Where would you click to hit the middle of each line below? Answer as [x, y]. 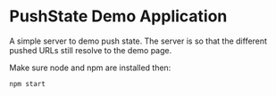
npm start [28, 84]
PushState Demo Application [118, 16]
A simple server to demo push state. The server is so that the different [138, 41]
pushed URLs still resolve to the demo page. [91, 50]
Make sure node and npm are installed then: [90, 68]
